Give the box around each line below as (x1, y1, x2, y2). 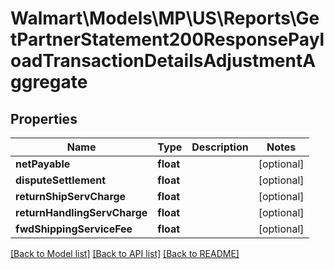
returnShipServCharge (15, 190, 127, 203)
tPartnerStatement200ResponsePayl (10, 28, 325, 51)
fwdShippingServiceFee (15, 222, 133, 236)
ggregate (10, 71, 88, 94)
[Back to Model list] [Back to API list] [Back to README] (10, 248, 240, 259)
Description (191, 140, 249, 154)
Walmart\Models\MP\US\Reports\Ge (10, 7, 320, 30)
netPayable (15, 157, 71, 171)
